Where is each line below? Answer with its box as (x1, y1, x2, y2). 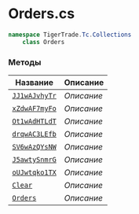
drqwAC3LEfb (12, 129, 57, 138)
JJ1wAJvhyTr (12, 91, 57, 100)
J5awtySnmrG (12, 155, 57, 164)
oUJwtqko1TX (12, 168, 57, 177)
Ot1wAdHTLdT (12, 116, 57, 126)
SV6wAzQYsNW (12, 142, 57, 151)
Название (15, 76, 53, 87)
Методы (8, 57, 42, 68)
